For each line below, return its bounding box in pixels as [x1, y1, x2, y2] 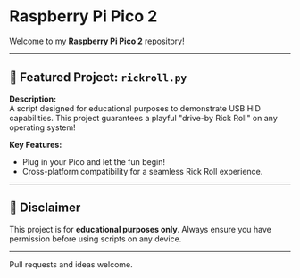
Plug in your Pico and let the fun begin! [21, 156, 166, 167]
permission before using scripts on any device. [9, 233, 182, 244]
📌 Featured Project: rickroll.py [9, 69, 187, 86]
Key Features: [9, 139, 62, 150]
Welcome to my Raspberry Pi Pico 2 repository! [9, 36, 185, 46]
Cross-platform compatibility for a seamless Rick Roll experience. [21, 166, 263, 176]
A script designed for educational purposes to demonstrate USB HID [9, 102, 262, 113]
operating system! [9, 122, 76, 133]
